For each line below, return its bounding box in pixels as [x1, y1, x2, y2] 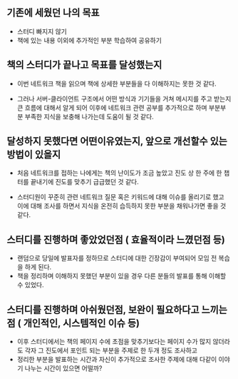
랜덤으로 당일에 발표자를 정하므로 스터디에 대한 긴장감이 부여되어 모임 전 [16, 254, 217, 263]
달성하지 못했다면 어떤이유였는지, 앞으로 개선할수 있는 [6, 135, 227, 148]
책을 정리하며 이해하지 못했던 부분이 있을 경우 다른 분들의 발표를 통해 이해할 [16, 272, 227, 281]
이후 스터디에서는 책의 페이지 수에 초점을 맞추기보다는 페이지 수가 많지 [16, 338, 212, 346]
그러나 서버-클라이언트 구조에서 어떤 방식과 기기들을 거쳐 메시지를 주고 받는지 [16, 94, 232, 103]
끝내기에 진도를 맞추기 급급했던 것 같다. [30, 178, 140, 186]
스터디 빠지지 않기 [16, 27, 67, 36]
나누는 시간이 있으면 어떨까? [24, 364, 103, 373]
